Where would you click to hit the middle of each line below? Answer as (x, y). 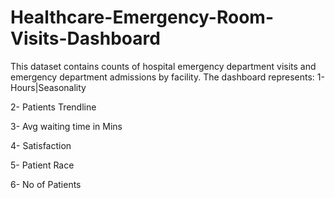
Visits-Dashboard (85, 38)
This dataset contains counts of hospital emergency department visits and (163, 66)
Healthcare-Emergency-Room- (142, 17)
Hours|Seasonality (48, 87)
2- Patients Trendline (53, 107)
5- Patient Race (42, 165)
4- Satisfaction (41, 145)
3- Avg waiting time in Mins (66, 126)
